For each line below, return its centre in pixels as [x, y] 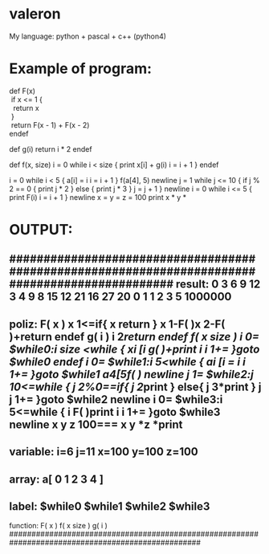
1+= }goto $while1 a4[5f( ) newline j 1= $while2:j [131, 374]
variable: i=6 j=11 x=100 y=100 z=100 [104, 452]
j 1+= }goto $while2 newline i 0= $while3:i [116, 399]
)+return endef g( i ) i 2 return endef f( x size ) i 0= [134, 337]
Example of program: [80, 69]
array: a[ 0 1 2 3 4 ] [56, 479]
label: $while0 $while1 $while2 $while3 [110, 507]
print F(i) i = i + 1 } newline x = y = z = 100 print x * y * [98, 197]
